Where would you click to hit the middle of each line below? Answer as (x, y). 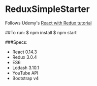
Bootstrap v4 (25, 78)
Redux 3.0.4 (24, 57)
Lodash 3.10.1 (26, 68)
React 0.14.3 (25, 52)
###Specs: (16, 42)
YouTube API (25, 73)
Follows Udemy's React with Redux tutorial (48, 23)
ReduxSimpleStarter (48, 9)
